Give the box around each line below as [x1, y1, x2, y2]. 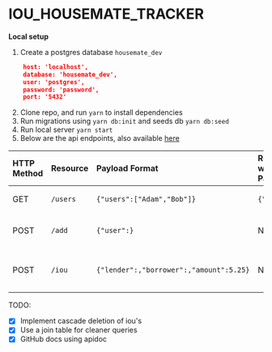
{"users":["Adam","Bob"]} [96, 195, 197, 204]
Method [12, 168, 44, 179]
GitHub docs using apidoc [19, 334, 108, 344]
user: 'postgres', [23, 78, 85, 86]
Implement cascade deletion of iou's [19, 316, 142, 326]
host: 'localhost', [23, 62, 89, 71]
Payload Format [96, 163, 159, 174]
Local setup [8, 32, 49, 41]
